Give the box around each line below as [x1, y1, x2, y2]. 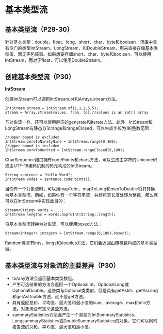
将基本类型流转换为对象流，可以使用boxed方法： [5, 221, 103, 227]
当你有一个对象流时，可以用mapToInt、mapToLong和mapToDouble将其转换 [5, 185, 155, 192]
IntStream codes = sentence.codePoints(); [5, 177, 92, 182]
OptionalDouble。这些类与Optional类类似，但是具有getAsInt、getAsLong [12, 287, 158, 293]
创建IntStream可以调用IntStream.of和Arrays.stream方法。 [5, 96, 120, 102]
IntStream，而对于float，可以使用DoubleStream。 [5, 57, 105, 63]
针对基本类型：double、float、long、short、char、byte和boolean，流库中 [5, 39, 153, 45]
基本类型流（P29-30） [5, 25, 74, 33]
